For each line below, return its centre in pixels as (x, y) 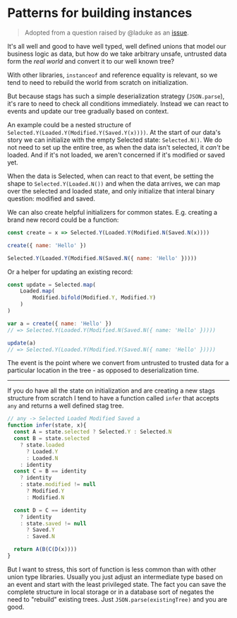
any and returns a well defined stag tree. (66, 406)
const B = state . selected (52, 439)
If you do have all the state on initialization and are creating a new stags (111, 391)
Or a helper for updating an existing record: (70, 272)
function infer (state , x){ (47, 425)
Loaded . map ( (37, 291)
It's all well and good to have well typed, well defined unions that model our (117, 46)
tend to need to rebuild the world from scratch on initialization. (98, 82)
